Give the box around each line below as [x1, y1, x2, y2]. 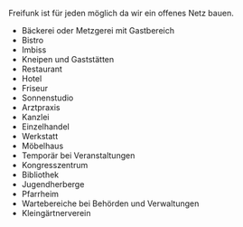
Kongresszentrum [21, 160, 89, 170]
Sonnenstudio [21, 92, 74, 103]
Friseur [21, 83, 49, 93]
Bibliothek [21, 169, 60, 180]
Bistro [21, 35, 44, 45]
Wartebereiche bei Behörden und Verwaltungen [21, 198, 200, 209]
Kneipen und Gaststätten [21, 54, 115, 64]
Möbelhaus [21, 140, 64, 151]
